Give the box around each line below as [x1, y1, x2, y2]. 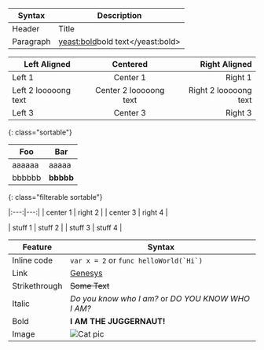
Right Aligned [200, 59, 252, 69]
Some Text [70, 281, 110, 291]
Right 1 [225, 72, 252, 83]
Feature [22, 241, 53, 252]
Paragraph [12, 36, 51, 46]
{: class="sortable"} [8, 127, 72, 137]
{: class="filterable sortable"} [8, 193, 103, 201]
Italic [12, 298, 30, 309]
